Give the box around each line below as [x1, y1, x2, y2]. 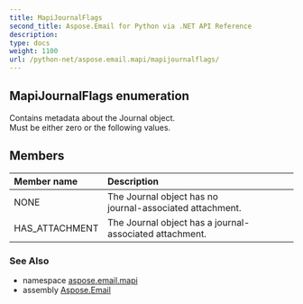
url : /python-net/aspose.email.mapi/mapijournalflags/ [9, 55, 220, 64]
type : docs [9, 38, 50, 48]
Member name [14, 175, 78, 188]
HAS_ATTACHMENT [14, 222, 99, 235]
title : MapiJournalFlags [9, 13, 103, 23]
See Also [9, 254, 50, 267]
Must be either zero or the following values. [9, 122, 171, 133]
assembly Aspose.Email [22, 284, 111, 295]
